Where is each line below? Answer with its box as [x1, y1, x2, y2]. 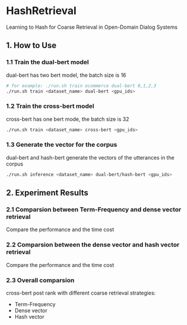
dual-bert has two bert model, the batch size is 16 [6, 72, 126, 79]
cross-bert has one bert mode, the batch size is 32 [6, 116, 129, 123]
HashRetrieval [6, 4, 76, 18]
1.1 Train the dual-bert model [6, 58, 89, 66]
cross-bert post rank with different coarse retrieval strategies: [6, 289, 156, 296]
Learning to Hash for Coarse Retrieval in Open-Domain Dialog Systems [6, 23, 178, 31]
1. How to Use [6, 40, 57, 50]
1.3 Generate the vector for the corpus [6, 141, 118, 149]
